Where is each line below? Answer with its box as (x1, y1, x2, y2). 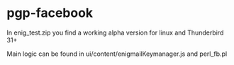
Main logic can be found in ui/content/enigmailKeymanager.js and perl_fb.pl (6, 49, 228, 58)
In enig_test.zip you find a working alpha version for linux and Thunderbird (6, 28, 224, 37)
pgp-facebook (6, 5, 94, 21)
